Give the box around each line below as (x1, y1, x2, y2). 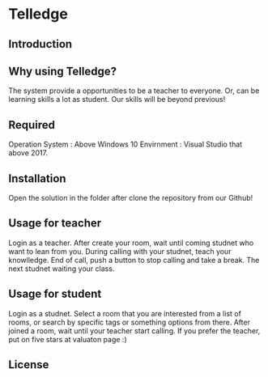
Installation (8, 172, 66, 185)
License (8, 358, 49, 372)
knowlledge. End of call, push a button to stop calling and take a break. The (8, 255, 260, 265)
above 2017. (8, 148, 49, 158)
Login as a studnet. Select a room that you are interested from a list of (8, 308, 241, 318)
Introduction (8, 37, 73, 51)
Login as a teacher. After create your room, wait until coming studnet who (8, 238, 254, 248)
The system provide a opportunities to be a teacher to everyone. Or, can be (8, 86, 260, 95)
